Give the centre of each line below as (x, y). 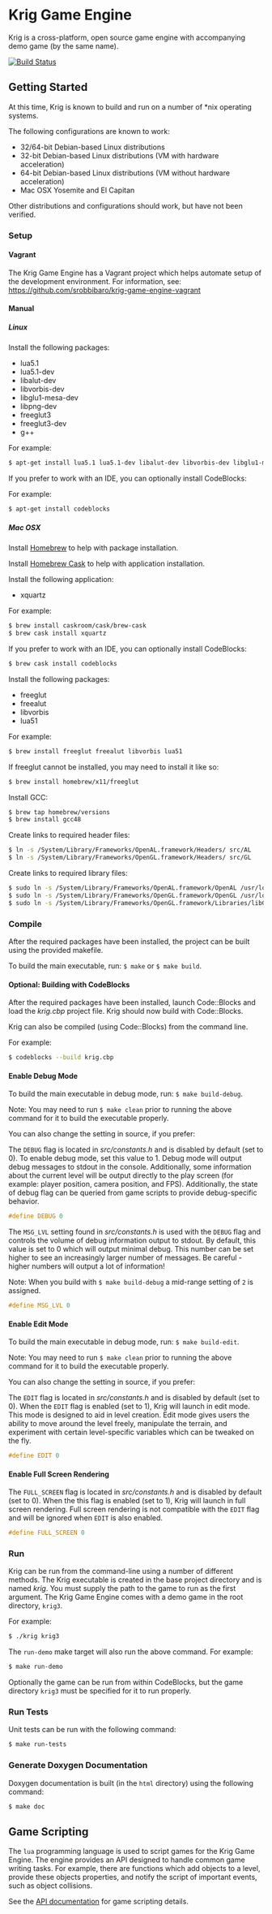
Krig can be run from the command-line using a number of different (121, 1571)
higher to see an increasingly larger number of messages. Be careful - (125, 1258)
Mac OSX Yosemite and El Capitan (77, 190)
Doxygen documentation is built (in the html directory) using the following (131, 1783)
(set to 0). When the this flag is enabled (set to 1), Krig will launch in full (127, 1501)
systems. (23, 115)
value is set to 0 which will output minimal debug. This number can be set (131, 1249)
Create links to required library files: (68, 873)
